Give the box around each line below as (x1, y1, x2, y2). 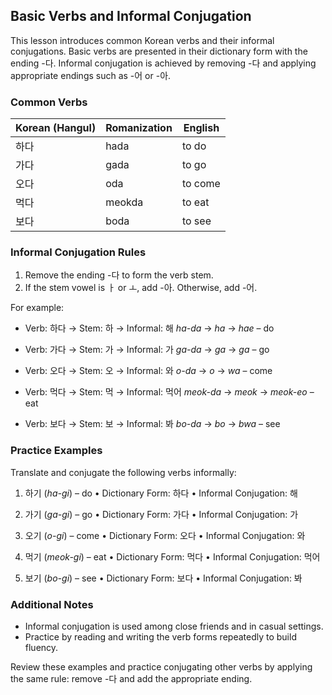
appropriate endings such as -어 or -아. (10, 69, 172, 81)
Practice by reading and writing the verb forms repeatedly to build (24, 631, 297, 643)
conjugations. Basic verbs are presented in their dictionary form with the (10, 45, 308, 57)
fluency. (24, 642, 59, 653)
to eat (181, 195, 210, 209)
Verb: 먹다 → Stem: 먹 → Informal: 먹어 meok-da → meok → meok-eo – (24, 386, 315, 398)
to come (181, 177, 221, 191)
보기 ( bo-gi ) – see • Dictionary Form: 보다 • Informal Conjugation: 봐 (24, 572, 303, 584)
